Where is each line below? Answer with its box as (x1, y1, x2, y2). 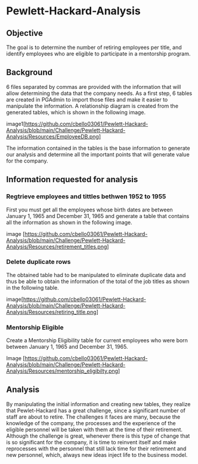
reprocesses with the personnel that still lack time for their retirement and (6, 445, 187, 452)
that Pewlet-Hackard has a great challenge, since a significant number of (6, 407, 186, 414)
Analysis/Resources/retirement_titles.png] (6, 243, 109, 250)
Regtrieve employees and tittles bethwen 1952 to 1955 (6, 192, 166, 201)
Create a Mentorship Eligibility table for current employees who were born (6, 337, 188, 344)
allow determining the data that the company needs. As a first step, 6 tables (6, 90, 193, 97)
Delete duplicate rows (6, 258, 71, 266)
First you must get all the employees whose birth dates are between (6, 206, 173, 213)
